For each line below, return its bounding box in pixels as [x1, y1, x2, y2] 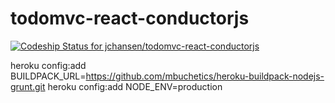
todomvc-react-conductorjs [10, 7, 250, 30]
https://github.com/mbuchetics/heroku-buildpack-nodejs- [85, 70, 325, 82]
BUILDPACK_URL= [10, 70, 87, 82]
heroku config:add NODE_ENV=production [47, 80, 223, 92]
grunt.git [10, 80, 46, 92]
